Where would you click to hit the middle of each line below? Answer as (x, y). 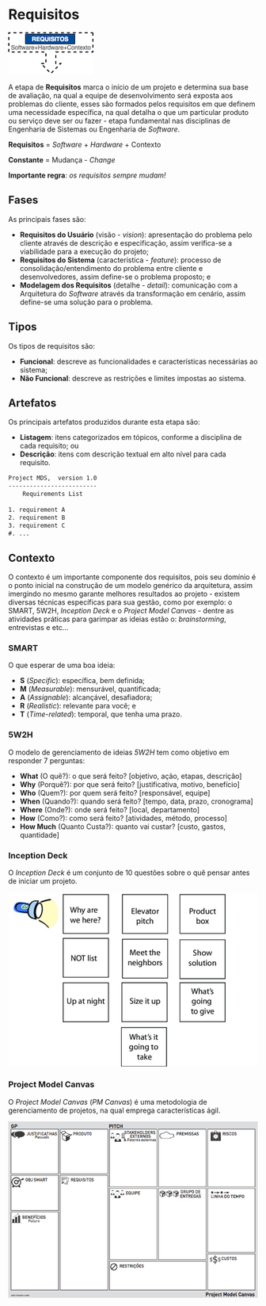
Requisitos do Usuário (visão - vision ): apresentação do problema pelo (136, 235)
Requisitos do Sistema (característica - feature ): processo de (120, 260)
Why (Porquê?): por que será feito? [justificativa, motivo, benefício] (129, 784)
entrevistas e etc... (38, 628)
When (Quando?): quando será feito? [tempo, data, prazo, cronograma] (136, 801)
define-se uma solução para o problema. (86, 302)
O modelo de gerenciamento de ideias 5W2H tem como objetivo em (119, 752)
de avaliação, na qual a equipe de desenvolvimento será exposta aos (121, 95)
